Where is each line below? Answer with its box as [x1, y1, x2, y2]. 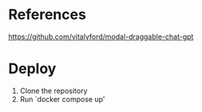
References [8, 6, 86, 24]
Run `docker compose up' [19, 94, 105, 104]
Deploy [8, 60, 57, 78]
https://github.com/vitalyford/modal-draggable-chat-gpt [8, 32, 194, 41]
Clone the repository [19, 86, 88, 95]
